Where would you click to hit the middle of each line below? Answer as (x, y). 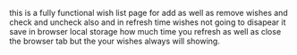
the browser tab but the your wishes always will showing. (115, 41)
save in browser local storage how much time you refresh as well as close (145, 31)
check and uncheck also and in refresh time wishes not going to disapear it (148, 22)
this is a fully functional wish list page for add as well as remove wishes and (148, 13)
